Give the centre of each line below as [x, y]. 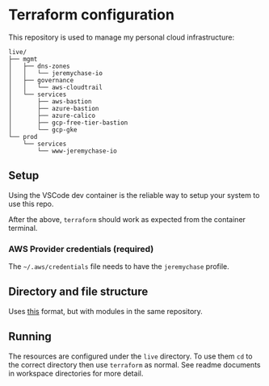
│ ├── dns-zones [39, 66]
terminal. [23, 228]
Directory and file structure [78, 292]
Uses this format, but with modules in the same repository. [106, 311]
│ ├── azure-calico [52, 115]
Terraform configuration [92, 15]
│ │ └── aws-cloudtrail [56, 87]
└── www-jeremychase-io [77, 151]
